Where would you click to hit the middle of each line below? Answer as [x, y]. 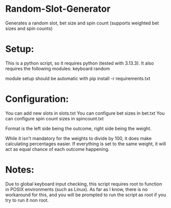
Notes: [20, 170]
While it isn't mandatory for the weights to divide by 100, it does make [79, 138]
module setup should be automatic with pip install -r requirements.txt [78, 78]
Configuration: [37, 99]
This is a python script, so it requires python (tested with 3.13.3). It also [80, 63]
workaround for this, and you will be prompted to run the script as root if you [86, 195]
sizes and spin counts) [29, 28]
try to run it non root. [27, 200]
